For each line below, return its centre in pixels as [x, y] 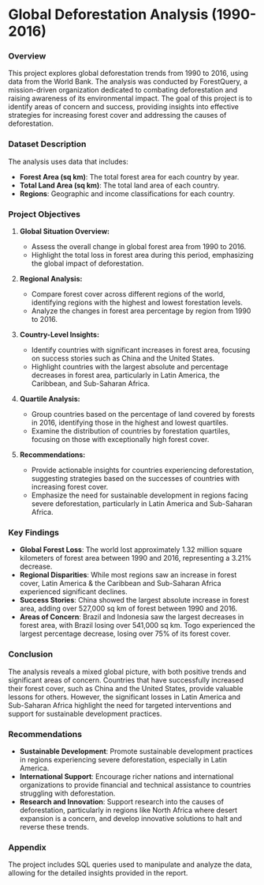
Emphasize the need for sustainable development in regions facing [139, 495]
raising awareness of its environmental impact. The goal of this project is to [130, 98]
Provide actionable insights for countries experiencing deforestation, [143, 470]
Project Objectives [45, 214]
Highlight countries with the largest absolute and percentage [130, 367]
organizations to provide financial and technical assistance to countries [135, 785]
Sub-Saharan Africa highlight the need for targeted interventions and [120, 705]
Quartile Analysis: [50, 399]
